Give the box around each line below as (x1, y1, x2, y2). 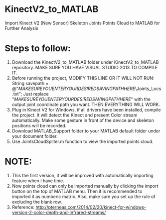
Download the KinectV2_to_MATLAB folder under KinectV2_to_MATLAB (11, 59, 159, 65)
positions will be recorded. (11, 122, 67, 128)
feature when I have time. (11, 178, 64, 184)
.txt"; (11, 91, 22, 97)
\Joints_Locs (135, 86, 162, 92)
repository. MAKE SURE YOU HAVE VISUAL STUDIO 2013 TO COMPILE (11, 64, 158, 70)
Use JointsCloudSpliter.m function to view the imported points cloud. (11, 138, 154, 144)
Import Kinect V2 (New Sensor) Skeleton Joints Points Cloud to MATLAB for (4, 20, 161, 26)
